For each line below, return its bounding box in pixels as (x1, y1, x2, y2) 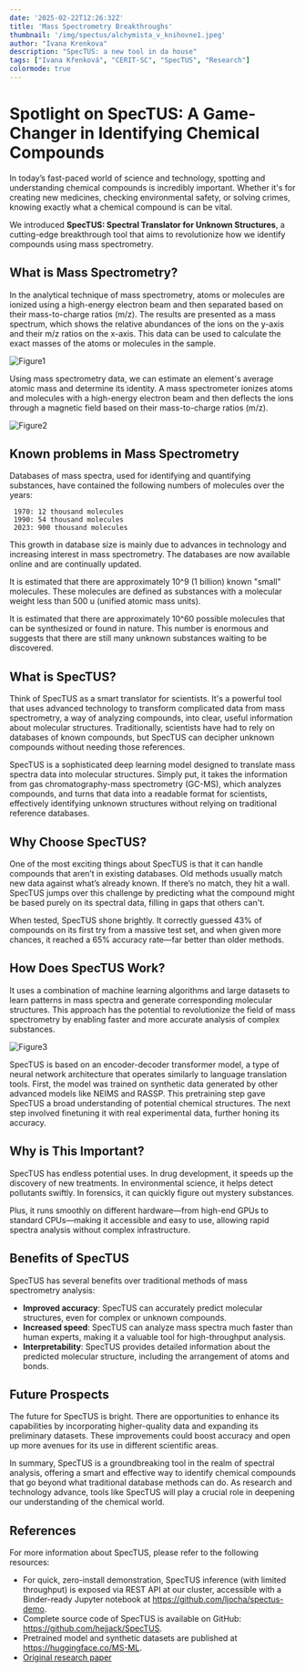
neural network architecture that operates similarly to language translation (9, 1068, 288, 1079)
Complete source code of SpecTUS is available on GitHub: (22, 1614, 242, 1625)
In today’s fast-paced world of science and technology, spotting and (9, 172, 266, 183)
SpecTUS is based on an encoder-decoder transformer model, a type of (9, 1059, 280, 1070)
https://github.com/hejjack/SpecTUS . (22, 1623, 162, 1634)
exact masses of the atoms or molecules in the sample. (9, 338, 217, 348)
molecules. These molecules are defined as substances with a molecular (9, 586, 282, 597)
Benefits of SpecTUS (9, 1251, 130, 1266)
